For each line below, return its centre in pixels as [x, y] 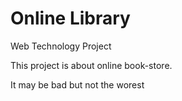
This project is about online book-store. [91, 65]
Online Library [70, 18]
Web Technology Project [61, 46]
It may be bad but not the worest [77, 84]
